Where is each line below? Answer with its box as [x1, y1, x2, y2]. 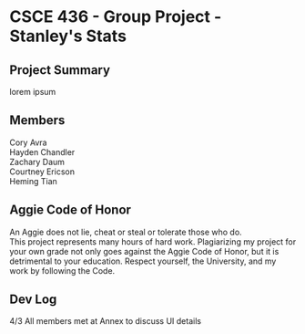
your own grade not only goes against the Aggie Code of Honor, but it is [9, 245, 280, 256]
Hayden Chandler [9, 146, 76, 157]
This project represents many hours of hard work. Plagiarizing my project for [9, 235, 297, 247]
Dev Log [9, 292, 57, 308]
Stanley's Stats [9, 26, 127, 47]
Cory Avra [9, 137, 47, 148]
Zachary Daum [9, 156, 66, 167]
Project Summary [9, 62, 111, 78]
